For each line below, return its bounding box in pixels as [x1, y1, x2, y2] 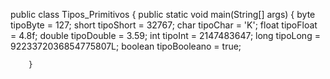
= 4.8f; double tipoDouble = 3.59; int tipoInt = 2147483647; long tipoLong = [10, 30, 321, 41]
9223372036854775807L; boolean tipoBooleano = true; [10, 40, 242, 52]
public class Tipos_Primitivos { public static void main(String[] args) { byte [10, 9, 316, 20]
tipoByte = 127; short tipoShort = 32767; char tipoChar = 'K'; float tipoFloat [10, 19, 318, 31]
